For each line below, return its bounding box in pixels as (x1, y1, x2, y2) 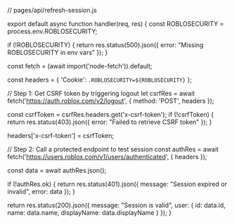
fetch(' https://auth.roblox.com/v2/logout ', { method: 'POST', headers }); (7, 97, 214, 105)
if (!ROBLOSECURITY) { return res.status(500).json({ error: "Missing (7, 41, 204, 49)
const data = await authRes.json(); (7, 166, 107, 175)
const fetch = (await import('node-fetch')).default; (7, 62, 152, 70)
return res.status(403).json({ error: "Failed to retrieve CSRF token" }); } (7, 118, 212, 126)
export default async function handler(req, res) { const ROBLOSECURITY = (7, 20, 224, 27)
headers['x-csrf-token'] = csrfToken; (7, 132, 115, 139)
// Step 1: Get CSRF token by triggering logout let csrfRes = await (7, 89, 195, 97)
